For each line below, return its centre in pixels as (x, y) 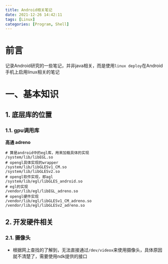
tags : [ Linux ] (20, 19)
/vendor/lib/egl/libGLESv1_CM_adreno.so (49, 201)
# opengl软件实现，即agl (29, 177)
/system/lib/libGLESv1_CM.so (36, 167)
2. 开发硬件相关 (29, 222)
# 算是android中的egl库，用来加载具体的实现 (47, 153)
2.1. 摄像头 (18, 238)
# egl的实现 (17, 187)
